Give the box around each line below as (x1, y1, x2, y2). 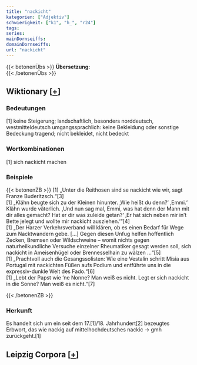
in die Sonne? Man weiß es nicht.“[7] (6, 281, 95, 288)
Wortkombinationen (6, 145, 65, 153)
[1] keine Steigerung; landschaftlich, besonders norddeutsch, (6, 117, 154, 124)
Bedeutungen (6, 104, 46, 113)
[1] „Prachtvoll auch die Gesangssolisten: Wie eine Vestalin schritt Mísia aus (6, 255, 189, 262)
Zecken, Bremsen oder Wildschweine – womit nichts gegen (6, 236, 150, 244)
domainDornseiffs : (6, 42, 51, 48)
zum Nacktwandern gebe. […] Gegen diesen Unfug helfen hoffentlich (6, 231, 175, 238)
